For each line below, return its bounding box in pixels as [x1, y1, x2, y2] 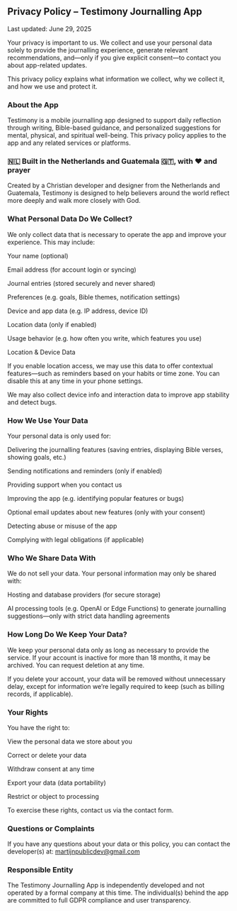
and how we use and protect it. [7, 82, 98, 91]
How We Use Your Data [7, 415, 88, 425]
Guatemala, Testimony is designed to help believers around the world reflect [7, 189, 230, 197]
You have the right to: [7, 723, 70, 731]
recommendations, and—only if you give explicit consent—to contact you [7, 53, 221, 62]
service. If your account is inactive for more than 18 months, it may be [7, 653, 211, 662]
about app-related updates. [7, 60, 87, 70]
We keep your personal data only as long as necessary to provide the [7, 646, 209, 654]
